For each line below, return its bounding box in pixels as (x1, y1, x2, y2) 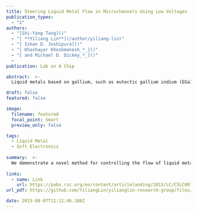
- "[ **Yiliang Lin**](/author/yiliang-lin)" (11, 36, 125, 42)
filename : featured (11, 111, 59, 117)
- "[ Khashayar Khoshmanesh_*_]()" (11, 47, 98, 53)
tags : (6, 133, 19, 138)
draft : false (6, 90, 38, 96)
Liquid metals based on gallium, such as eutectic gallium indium (11, 79, 177, 85)
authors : (6, 25, 28, 31)
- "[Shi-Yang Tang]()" (11, 31, 67, 36)
